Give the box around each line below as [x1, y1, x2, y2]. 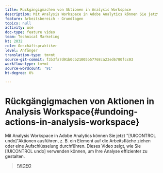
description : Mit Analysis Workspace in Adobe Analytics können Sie [5, 12, 147, 17]
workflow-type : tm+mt [5, 61, 49, 66]
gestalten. [5, 153, 25, 159]
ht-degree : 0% [5, 71, 34, 76]
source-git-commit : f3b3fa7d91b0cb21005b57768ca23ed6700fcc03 [5, 57, 133, 62]
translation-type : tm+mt [5, 52, 55, 58]
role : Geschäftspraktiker [5, 43, 57, 48]
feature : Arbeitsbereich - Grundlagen [5, 16, 83, 21]
